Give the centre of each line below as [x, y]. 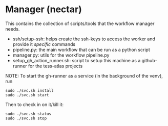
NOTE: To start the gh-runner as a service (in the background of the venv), [84, 75]
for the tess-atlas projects [55, 66]
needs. [13, 29]
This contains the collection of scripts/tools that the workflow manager [80, 23]
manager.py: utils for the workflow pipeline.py [61, 55]
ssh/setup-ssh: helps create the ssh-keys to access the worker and [84, 39]
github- [149, 60]
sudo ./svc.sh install [29, 90]
